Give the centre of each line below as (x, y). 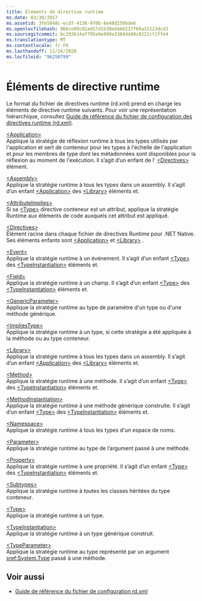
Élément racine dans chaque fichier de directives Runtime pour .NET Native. (101, 234)
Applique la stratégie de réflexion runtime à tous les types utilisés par (92, 141)
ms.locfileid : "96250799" (39, 57)
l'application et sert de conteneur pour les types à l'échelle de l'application (99, 147)
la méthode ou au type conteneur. (48, 338)
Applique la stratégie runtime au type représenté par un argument (88, 551)
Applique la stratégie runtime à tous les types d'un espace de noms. (91, 430)
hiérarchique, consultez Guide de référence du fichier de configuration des (99, 116)
